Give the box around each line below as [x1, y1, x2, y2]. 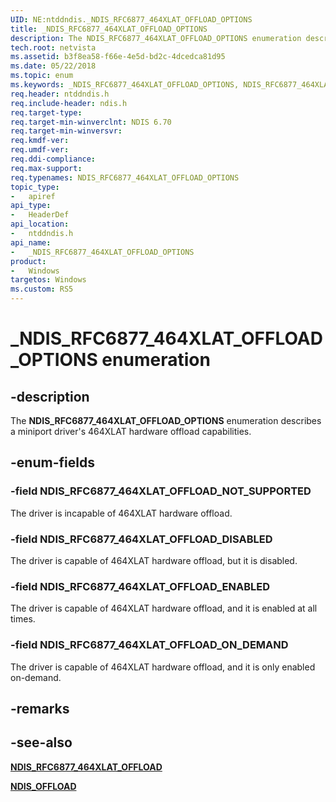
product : [10, 256, 47, 266]
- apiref [10, 191, 56, 201]
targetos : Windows [10, 275, 87, 285]
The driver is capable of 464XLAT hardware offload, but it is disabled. [10, 554, 298, 566]
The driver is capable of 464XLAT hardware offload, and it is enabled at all [10, 602, 318, 615]
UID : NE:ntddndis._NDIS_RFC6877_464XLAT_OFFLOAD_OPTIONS [10, 14, 253, 25]
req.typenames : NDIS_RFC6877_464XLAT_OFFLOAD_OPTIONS [10, 172, 240, 183]
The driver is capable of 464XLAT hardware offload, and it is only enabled [10, 661, 316, 673]
